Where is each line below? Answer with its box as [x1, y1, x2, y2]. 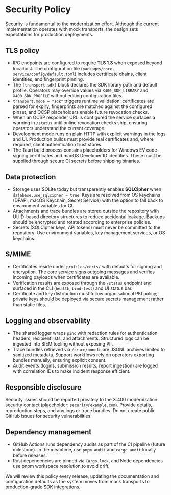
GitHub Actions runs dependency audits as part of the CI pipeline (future [12, 441, 165, 447]
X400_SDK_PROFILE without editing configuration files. [12, 92, 123, 98]
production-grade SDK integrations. [5, 484, 81, 490]
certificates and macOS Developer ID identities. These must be [29, 152, 162, 158]
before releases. [12, 452, 47, 458]
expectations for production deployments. [5, 31, 93, 37]
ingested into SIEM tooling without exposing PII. [12, 341, 113, 347]
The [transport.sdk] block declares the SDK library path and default [12, 81, 158, 88]
